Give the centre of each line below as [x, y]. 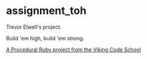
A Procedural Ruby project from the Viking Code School [73, 49]
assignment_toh [46, 11]
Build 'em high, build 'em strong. [45, 38]
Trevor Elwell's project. [34, 27]
